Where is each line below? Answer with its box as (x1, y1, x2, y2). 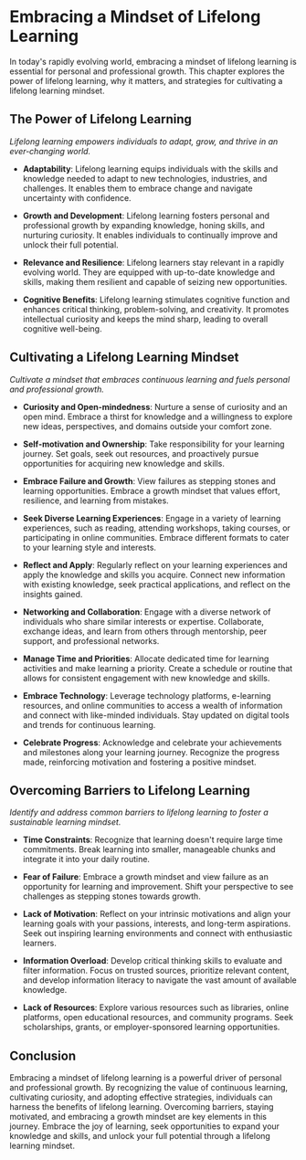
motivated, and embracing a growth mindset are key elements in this (9, 1112, 268, 1123)
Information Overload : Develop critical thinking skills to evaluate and (22, 955, 283, 966)
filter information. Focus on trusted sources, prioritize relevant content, (22, 965, 290, 976)
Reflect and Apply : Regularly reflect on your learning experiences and (22, 559, 288, 570)
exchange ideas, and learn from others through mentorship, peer (22, 626, 268, 637)
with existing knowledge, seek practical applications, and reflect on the (22, 578, 290, 590)
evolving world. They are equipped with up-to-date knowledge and (22, 267, 276, 278)
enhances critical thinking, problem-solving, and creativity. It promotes (22, 303, 290, 314)
